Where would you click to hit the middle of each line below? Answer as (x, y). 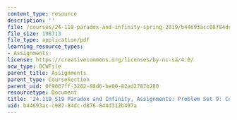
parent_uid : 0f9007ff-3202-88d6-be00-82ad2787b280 (83, 86)
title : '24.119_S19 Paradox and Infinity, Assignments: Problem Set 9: (115, 100)
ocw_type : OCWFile (34, 66)
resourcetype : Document (42, 92)
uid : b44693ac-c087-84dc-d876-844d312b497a (72, 106)
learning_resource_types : (45, 47)
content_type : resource (42, 14)
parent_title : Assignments (47, 73)
